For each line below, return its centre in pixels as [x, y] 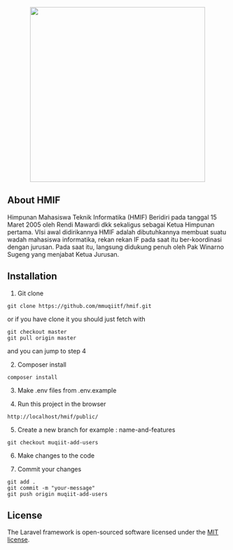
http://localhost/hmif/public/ [53, 416]
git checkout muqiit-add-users [53, 442]
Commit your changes [49, 469]
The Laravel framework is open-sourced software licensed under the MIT [113, 533]
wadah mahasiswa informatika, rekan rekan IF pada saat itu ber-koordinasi [115, 239]
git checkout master [37, 332]
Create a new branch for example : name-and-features [96, 430]
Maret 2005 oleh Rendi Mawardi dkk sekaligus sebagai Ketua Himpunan [111, 225]
